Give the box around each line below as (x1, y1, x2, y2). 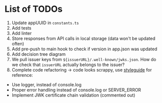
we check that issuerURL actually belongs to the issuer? (11, 62, 125, 68)
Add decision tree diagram (11, 51, 66, 57)
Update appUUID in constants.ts (11, 20, 79, 26)
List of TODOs (4, 3, 63, 15)
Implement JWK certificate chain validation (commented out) (11, 92, 135, 98)
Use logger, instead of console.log (11, 81, 82, 87)
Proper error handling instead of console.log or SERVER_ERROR (11, 87, 141, 93)
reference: (11, 72, 33, 78)
